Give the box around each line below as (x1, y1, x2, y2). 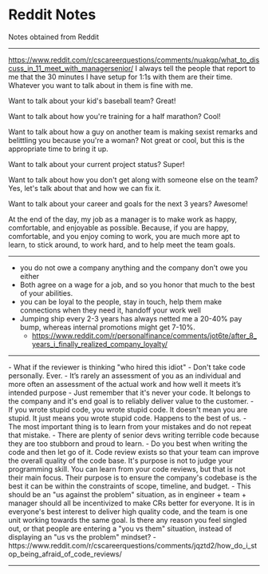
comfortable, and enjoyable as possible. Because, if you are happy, (8, 222, 229, 233)
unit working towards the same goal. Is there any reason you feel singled (8, 515, 247, 524)
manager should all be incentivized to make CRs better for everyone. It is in (8, 498, 255, 508)
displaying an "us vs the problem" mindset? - (8, 532, 157, 541)
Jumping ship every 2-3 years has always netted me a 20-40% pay (19, 313, 242, 323)
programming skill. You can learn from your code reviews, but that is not (8, 464, 246, 473)
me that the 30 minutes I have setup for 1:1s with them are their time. (8, 72, 233, 82)
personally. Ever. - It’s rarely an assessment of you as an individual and (8, 370, 242, 381)
